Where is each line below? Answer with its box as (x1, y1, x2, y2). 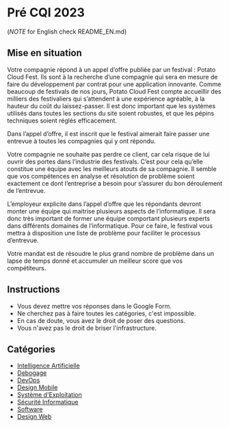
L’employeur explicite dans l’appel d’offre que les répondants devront (7, 200, 202, 208)
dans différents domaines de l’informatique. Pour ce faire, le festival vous (7, 221, 213, 230)
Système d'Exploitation (16, 391, 82, 399)
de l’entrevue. (7, 186, 46, 194)
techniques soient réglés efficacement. (7, 116, 118, 125)
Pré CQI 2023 (7, 5, 85, 21)
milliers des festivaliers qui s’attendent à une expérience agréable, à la (7, 94, 205, 103)
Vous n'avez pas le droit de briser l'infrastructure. (16, 324, 157, 332)
